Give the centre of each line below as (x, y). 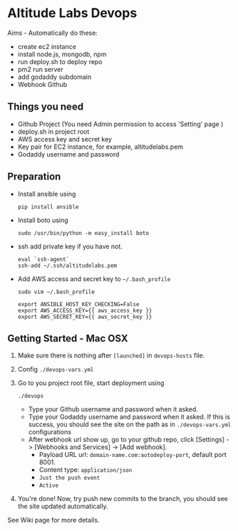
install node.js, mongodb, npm (62, 54)
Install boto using (43, 220)
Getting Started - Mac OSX (68, 338)
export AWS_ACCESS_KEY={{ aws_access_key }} (85, 310)
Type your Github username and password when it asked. (113, 409)
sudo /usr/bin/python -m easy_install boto (83, 233)
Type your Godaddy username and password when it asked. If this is (129, 417)
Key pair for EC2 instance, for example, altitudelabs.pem (100, 147)
